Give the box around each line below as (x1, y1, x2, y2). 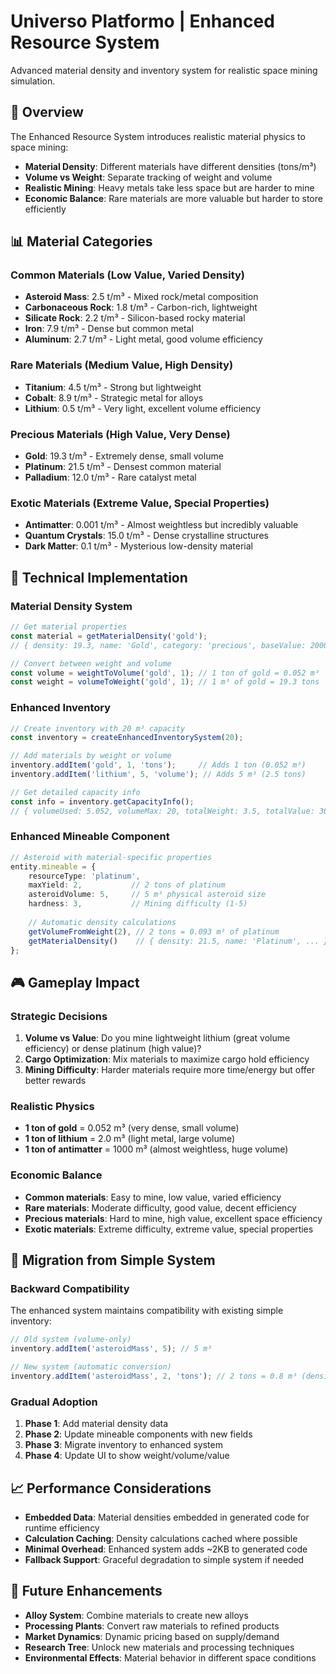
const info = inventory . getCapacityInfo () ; (10, 796, 195, 807)
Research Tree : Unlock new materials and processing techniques (24, 1641, 295, 1653)
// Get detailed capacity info (10, 787, 141, 797)
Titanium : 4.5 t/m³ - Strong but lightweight (24, 381, 202, 393)
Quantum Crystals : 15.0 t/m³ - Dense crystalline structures (24, 530, 269, 542)
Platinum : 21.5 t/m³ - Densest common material (24, 461, 222, 473)
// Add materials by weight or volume (10, 751, 172, 761)
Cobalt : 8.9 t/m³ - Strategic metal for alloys (24, 391, 204, 404)
